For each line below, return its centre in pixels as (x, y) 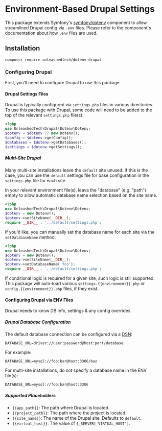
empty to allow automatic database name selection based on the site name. (81, 195)
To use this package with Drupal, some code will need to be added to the (79, 110)
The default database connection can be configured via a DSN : (69, 335)
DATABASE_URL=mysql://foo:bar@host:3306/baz (51, 361)
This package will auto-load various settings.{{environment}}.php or (75, 284)
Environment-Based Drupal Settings (80, 9)
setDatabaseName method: (31, 237)
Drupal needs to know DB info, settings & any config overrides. (69, 311)
